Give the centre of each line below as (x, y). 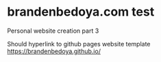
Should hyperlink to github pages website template (79, 44)
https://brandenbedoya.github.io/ (54, 51)
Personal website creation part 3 (53, 31)
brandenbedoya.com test (81, 12)
